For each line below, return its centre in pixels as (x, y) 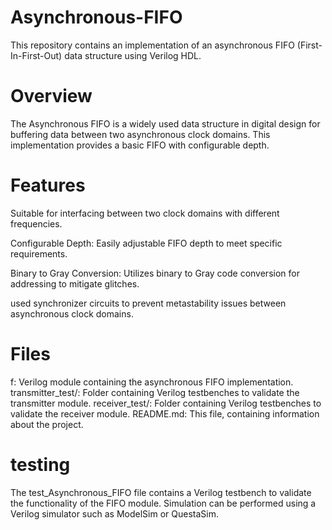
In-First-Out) (36, 55)
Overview (51, 96)
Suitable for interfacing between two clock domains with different (145, 213)
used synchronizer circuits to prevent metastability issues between (148, 303)
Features (48, 185)
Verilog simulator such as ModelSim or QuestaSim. (114, 513)
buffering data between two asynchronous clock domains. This (140, 134)
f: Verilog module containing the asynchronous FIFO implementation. (152, 382)
